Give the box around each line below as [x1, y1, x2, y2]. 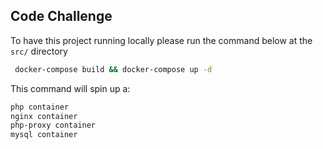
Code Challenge [10, 8, 113, 25]
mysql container [10, 130, 78, 140]
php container [10, 102, 70, 112]
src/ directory [10, 45, 68, 57]
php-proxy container [10, 120, 97, 131]
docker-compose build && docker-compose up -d [14, 64, 213, 74]
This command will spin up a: [10, 82, 131, 94]
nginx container [10, 111, 78, 121]
